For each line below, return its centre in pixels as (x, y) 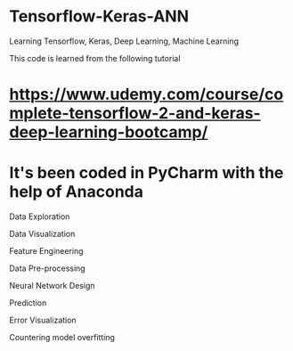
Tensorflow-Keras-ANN (99, 16)
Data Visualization (42, 234)
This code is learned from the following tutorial (95, 58)
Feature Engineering (46, 251)
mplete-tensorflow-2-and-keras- (135, 114)
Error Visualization (43, 320)
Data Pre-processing (48, 268)
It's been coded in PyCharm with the (146, 173)
